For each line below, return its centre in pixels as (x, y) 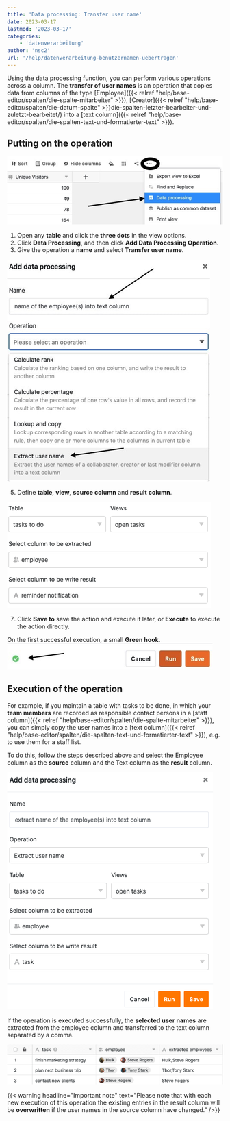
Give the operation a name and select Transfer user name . (100, 250)
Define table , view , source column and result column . (94, 493)
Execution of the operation (65, 689)
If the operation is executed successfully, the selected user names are (107, 1020)
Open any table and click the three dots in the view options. (102, 236)
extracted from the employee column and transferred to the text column (108, 1027)
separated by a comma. (40, 1035)
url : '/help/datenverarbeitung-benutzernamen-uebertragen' (93, 58)
